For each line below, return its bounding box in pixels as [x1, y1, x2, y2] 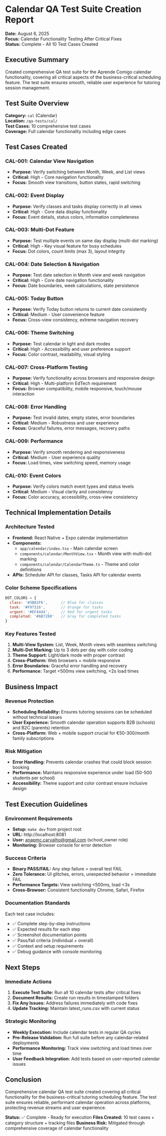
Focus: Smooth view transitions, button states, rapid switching [12, 179, 141, 185]
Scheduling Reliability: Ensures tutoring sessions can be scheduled [12, 709, 152, 715]
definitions [19, 567, 42, 572]
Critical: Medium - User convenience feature [12, 311, 105, 317]
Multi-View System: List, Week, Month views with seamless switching [12, 642, 157, 648]
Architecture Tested [5, 523, 55, 530]
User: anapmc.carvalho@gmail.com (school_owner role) [12, 837, 128, 843]
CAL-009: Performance [5, 437, 63, 444]
